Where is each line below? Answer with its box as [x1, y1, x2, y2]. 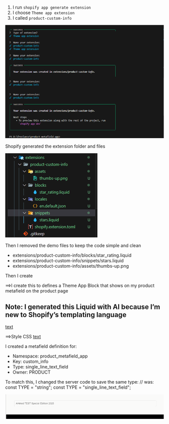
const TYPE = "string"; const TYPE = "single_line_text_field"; [5, 384, 131, 390]
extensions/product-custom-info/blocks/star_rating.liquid [12, 252, 132, 259]
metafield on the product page [5, 288, 68, 294]
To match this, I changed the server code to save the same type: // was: [5, 379, 154, 385]
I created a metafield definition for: [5, 343, 77, 349]
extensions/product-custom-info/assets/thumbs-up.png [12, 263, 129, 269]
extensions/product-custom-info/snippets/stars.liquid [12, 258, 124, 264]
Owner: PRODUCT [12, 369, 51, 375]
